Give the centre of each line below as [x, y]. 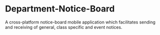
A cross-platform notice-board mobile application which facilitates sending [80, 22]
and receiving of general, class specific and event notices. [64, 27]
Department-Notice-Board [60, 9]
